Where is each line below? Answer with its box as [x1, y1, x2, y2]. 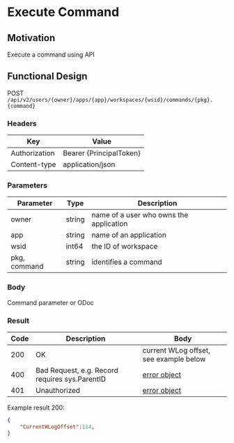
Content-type [10, 160, 56, 169]
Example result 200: [7, 403, 65, 412]
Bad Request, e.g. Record [36, 366, 118, 375]
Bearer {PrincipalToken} [62, 148, 141, 158]
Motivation [7, 32, 56, 44]
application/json [62, 160, 116, 169]
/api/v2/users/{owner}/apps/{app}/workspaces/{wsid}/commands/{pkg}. [7, 96, 214, 103]
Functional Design [7, 70, 88, 82]
